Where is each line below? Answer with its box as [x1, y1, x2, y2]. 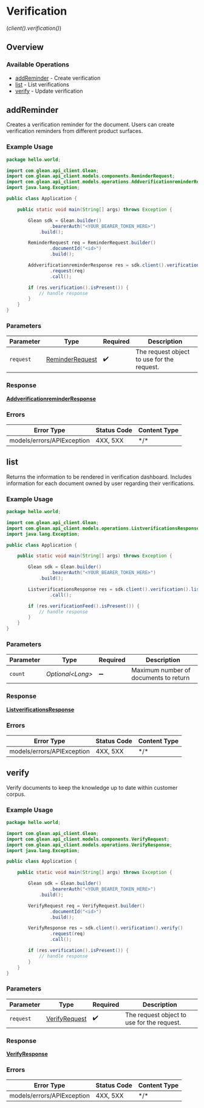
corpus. [6, 790, 26, 798]
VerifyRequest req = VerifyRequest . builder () [28, 903, 146, 909]
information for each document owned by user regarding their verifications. [6, 480, 195, 487]
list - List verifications [15, 80, 70, 88]
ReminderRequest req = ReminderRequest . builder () [28, 240, 156, 246]
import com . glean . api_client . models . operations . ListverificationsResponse [6, 525, 200, 531]
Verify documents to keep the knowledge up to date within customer [6, 784, 178, 791]
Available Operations [6, 60, 70, 69]
